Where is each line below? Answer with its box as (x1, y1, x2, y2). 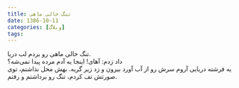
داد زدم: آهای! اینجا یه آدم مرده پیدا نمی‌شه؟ (7, 57, 123, 66)
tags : (7, 30, 23, 38)
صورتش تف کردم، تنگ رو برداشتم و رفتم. (7, 72, 117, 81)
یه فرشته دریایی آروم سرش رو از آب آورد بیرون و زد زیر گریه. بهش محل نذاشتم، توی (7, 65, 232, 73)
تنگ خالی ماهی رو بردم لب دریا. (7, 50, 91, 58)
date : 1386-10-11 (7, 17, 59, 24)
